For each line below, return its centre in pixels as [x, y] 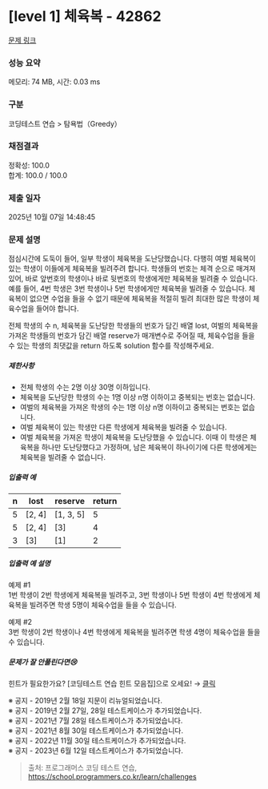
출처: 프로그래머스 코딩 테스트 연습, [82, 768]
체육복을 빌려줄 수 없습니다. [63, 457]
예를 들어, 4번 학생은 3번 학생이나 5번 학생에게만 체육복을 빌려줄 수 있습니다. [128, 288]
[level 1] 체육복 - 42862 [85, 16]
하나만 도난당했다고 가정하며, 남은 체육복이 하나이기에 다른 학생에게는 [149, 447]
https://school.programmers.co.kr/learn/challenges [112, 777]
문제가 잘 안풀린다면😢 [43, 662]
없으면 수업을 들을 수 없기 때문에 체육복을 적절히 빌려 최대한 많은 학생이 [140, 299]
